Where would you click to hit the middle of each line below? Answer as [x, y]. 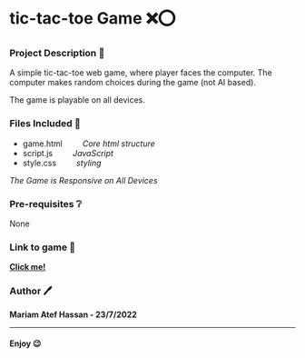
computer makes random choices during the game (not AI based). [133, 83]
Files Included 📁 [45, 124]
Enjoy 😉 [25, 343]
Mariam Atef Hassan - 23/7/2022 [74, 314]
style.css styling [62, 163]
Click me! [28, 267]
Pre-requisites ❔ [46, 204]
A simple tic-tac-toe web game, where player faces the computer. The [141, 73]
